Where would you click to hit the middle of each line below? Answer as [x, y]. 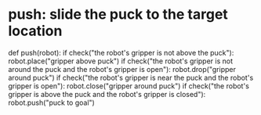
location [35, 31]
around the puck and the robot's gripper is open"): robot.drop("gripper [122, 69]
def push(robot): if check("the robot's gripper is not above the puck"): [121, 52]
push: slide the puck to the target [118, 14]
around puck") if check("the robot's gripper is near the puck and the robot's [131, 77]
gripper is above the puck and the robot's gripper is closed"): [107, 94]
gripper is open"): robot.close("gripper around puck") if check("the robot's [129, 86]
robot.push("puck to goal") [52, 102]
